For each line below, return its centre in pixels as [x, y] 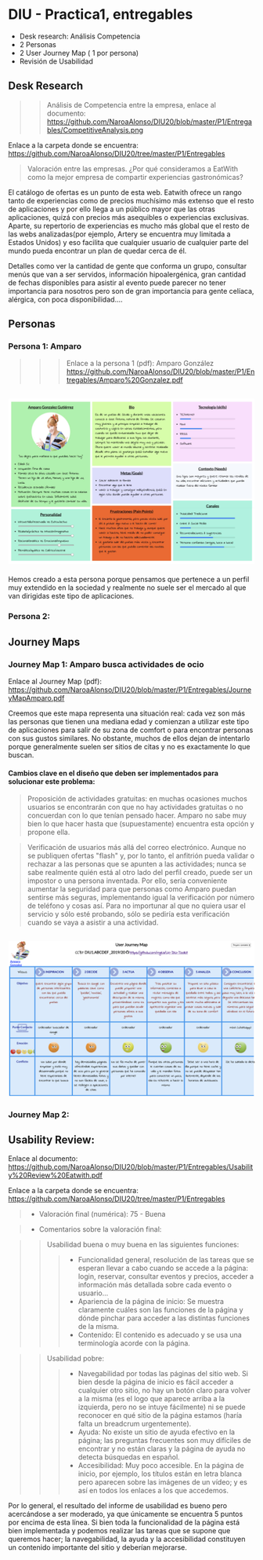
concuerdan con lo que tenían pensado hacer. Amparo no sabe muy [137, 815]
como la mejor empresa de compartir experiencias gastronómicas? [135, 177]
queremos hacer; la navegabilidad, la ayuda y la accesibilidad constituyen [127, 1539]
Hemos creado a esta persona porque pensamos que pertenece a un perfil [129, 580]
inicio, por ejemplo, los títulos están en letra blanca [160, 1474]
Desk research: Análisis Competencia [80, 36]
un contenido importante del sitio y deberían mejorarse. [98, 1547]
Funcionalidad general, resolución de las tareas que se [166, 1260]
